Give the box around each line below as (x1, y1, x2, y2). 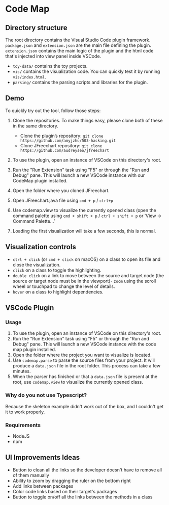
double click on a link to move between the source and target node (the (12, 272, 164, 278)
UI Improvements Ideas (5, 453, 80, 462)
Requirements (5, 421, 41, 429)
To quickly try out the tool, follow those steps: (5, 108, 101, 114)
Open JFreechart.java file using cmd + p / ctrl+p (12, 197, 113, 203)
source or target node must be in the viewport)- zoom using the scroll (12, 278, 156, 284)
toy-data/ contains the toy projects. (12, 63, 88, 69)
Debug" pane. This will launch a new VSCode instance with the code (12, 341, 156, 347)
